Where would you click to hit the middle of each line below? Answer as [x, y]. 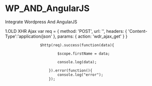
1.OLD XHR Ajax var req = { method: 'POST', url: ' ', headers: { [66, 31]
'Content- [138, 31]
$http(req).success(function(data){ [77, 45]
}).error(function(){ [70, 71]
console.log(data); [77, 62]
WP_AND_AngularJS [47, 8]
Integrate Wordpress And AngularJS [41, 22]
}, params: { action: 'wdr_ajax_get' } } [90, 36]
